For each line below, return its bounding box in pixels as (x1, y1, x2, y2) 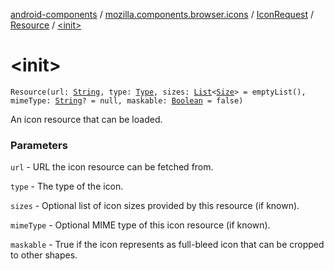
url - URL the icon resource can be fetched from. (10, 161, 214, 173)
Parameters (10, 138, 68, 152)
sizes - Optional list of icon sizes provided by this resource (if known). (10, 200, 300, 212)
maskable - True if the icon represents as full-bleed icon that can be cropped (10, 239, 325, 251)
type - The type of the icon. (10, 180, 124, 193)
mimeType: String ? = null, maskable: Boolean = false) (10, 95, 244, 106)
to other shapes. (10, 249, 78, 261)
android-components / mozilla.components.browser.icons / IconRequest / (10, 9, 314, 20)
